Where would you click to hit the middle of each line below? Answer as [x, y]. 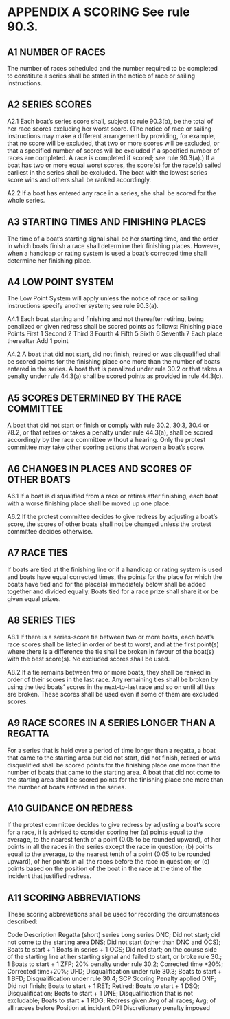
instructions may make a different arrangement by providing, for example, [111, 135]
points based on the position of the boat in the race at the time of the [104, 869]
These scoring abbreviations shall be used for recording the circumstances [113, 914]
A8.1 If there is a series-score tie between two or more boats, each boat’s [111, 637]
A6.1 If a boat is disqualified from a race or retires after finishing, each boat [113, 496]
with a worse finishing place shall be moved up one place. [89, 503]
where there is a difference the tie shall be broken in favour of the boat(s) [111, 651]
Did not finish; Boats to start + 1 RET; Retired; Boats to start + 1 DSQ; [103, 986]
